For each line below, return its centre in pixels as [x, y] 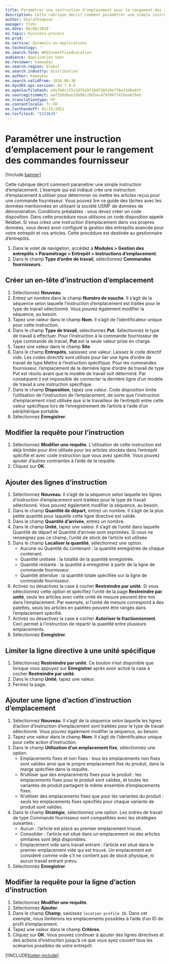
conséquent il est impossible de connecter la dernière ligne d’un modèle [88, 379]
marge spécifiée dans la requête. [54, 769]
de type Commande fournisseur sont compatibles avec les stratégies [84, 817]
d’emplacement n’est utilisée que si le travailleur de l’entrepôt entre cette [88, 400]
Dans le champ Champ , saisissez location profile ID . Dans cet [80, 913]
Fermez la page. [29, 685]
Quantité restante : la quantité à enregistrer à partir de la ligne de [88, 564]
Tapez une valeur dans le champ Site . [52, 346]
